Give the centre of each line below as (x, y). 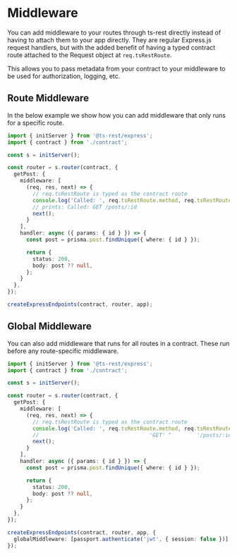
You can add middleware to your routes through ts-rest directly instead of (114, 32)
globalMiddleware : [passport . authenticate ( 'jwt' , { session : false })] (121, 539)
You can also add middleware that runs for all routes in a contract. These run (119, 343)
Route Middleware (48, 98)
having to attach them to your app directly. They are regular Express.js (109, 39)
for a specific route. (36, 123)
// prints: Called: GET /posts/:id (85, 207)
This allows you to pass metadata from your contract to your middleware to (116, 68)
